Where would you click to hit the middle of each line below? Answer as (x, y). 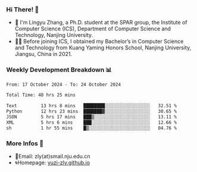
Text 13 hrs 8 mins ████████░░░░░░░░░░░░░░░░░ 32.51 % (92, 106)
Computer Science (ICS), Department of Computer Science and (93, 29)
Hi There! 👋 (23, 10)
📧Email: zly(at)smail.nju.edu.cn (52, 157)
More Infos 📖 (25, 143)
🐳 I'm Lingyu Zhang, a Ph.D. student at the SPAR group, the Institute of (101, 23)
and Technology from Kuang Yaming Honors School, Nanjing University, (103, 48)
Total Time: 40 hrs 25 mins (41, 95)
